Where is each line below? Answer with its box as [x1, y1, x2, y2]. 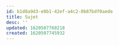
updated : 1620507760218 [6, 25, 65, 31]
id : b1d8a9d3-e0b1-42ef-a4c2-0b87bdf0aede [6, 8, 113, 15]
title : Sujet [6, 14, 39, 20]
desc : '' [6, 19, 28, 25]
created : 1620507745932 [6, 30, 65, 36]
